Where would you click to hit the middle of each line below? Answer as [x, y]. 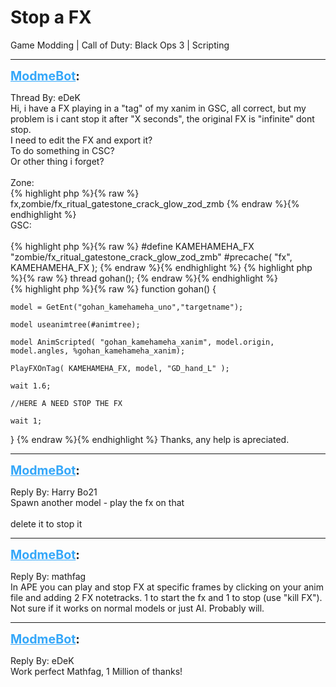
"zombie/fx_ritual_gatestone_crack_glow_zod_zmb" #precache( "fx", [151, 257]
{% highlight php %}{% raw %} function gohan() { [113, 288]
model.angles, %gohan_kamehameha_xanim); [98, 351]
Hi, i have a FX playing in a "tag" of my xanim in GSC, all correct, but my [158, 108]
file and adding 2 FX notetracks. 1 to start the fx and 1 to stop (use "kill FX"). [166, 597]
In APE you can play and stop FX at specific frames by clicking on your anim [167, 587]
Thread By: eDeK [45, 97]
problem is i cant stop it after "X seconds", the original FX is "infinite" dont [162, 118]
